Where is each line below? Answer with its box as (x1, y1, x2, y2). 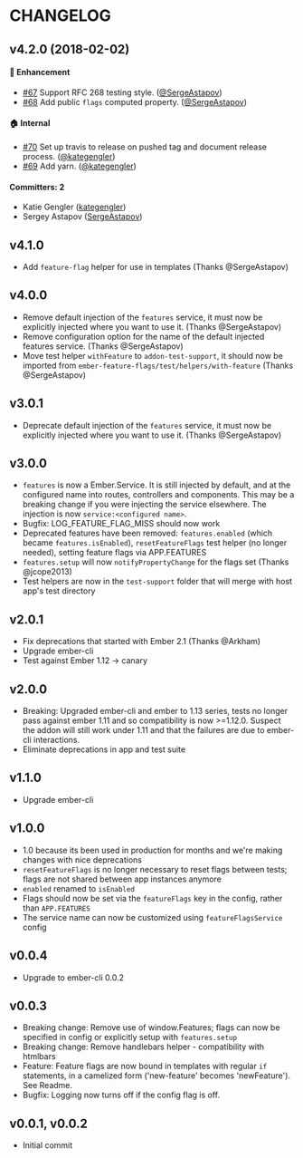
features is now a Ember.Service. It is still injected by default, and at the (22, 479, 291, 490)
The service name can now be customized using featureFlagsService (22, 912, 283, 922)
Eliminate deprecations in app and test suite (22, 744, 186, 755)
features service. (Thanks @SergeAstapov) (22, 341, 184, 352)
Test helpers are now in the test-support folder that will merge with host (22, 576, 292, 587)
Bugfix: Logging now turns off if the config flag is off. (22, 1089, 220, 1101)
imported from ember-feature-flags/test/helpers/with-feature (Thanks (22, 360, 294, 371)
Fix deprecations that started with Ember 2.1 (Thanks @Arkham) (22, 636, 260, 647)
